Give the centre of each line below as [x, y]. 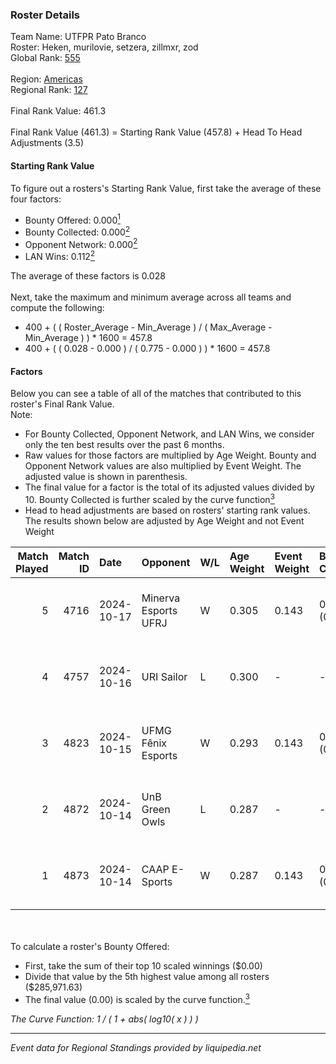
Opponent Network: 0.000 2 [81, 243]
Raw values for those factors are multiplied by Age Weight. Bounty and [170, 455]
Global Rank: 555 [45, 58]
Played [32, 568]
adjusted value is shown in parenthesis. [106, 477]
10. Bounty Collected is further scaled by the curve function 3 [149, 498]
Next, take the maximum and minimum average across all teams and [151, 297]
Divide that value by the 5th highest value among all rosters [147, 976]
